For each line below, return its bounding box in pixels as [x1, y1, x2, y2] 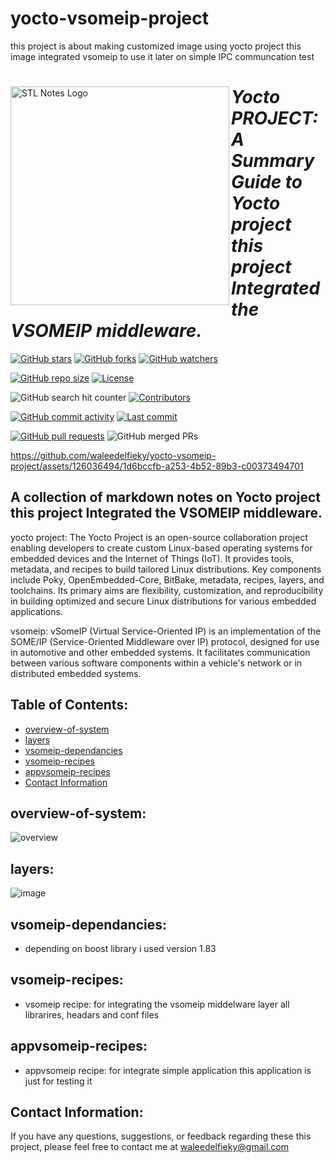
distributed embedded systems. [10, 667, 142, 679]
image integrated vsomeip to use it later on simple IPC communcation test [10, 50, 315, 62]
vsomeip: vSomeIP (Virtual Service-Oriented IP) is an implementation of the [10, 625, 322, 637]
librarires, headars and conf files [24, 1008, 160, 1021]
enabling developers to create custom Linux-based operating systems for [10, 542, 313, 554]
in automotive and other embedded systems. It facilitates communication [10, 646, 311, 658]
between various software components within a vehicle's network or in [10, 657, 303, 669]
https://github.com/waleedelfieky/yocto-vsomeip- [10, 449, 217, 461]
